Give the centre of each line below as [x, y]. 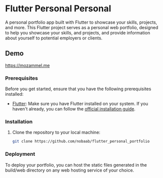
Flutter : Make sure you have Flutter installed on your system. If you [80, 104]
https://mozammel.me [28, 65]
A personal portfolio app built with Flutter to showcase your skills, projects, [81, 22]
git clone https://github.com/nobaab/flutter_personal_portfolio [81, 142]
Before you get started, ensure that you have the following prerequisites [78, 89]
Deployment [20, 154]
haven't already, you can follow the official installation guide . [74, 109]
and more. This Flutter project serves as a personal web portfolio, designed [82, 27]
